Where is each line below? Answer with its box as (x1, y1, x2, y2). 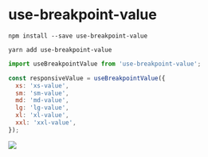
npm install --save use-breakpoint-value (8, 32, 148, 40)
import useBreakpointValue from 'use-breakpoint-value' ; (8, 60, 202, 68)
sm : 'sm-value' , (15, 89, 69, 97)
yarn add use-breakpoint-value (8, 45, 112, 53)
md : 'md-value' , (15, 96, 69, 104)
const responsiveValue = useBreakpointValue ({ (8, 74, 166, 82)
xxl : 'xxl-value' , (15, 119, 77, 127)
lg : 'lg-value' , (15, 104, 69, 112)
